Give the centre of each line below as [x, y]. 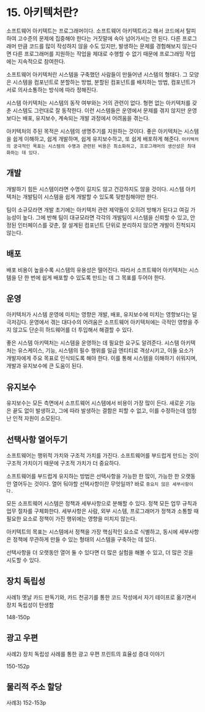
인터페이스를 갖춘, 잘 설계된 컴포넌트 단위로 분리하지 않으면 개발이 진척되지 [106, 225]
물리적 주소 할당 [34, 687]
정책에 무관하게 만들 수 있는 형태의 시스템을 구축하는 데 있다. [84, 539]
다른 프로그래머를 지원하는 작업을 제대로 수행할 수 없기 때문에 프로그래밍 [99, 53]
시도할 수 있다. [24, 560]
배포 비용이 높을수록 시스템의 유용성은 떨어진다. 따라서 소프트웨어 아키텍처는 [97, 270]
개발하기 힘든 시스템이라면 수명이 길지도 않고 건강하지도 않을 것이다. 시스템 [95, 189]
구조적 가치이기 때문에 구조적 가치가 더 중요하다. [64, 463]
